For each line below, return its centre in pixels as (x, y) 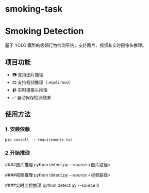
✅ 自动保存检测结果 (32, 97)
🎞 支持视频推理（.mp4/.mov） (43, 82)
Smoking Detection (44, 31)
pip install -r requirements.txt (39, 140)
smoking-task (34, 9)
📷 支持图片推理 (28, 74)
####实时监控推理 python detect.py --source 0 (52, 185)
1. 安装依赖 (17, 129)
